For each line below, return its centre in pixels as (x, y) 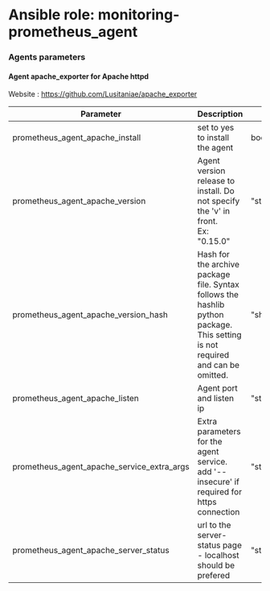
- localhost (218, 556)
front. (208, 221)
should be (216, 565)
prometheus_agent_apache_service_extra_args (101, 467)
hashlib (211, 305)
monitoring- (139, 15)
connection (219, 512)
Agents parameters (47, 57)
